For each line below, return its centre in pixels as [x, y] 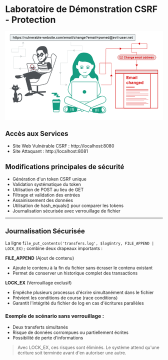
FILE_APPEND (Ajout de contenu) [40, 258]
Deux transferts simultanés [40, 327]
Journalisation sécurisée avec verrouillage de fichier [66, 210]
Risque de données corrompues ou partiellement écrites [70, 332]
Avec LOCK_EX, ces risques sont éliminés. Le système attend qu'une [88, 347]
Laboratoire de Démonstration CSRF [81, 9]
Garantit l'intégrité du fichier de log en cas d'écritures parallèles [78, 303]
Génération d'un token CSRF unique [49, 179]
